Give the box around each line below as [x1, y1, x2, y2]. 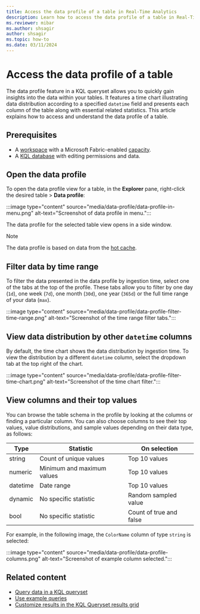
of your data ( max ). [6, 297, 51, 304]
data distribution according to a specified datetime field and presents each [6, 100, 189, 107]
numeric [9, 468, 33, 476]
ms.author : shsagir [6, 25, 55, 32]
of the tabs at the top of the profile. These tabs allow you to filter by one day [6, 284, 193, 291]
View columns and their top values [6, 395, 137, 406]
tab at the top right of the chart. [6, 360, 83, 368]
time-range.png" [6, 314, 47, 322]
